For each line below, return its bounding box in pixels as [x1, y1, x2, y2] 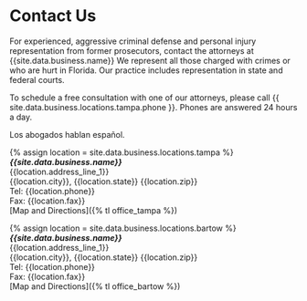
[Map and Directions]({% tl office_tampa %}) [9, 204, 178, 215]
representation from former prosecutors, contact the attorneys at [9, 45, 254, 56]
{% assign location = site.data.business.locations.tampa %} [9, 147, 235, 158]
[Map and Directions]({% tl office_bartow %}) [9, 280, 181, 292]
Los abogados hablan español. [9, 129, 125, 140]
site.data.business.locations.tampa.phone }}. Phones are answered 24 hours [9, 101, 298, 112]
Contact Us [9, 5, 97, 26]
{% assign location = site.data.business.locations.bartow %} [9, 223, 237, 234]
